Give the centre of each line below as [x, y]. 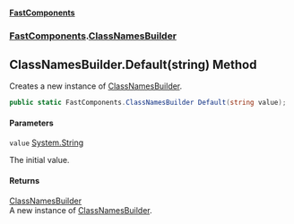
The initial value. [39, 160]
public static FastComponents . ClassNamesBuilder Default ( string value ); [148, 103]
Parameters [31, 123]
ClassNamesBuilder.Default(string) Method [133, 64]
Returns [25, 181]
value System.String [47, 142]
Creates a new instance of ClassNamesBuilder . [96, 86]
